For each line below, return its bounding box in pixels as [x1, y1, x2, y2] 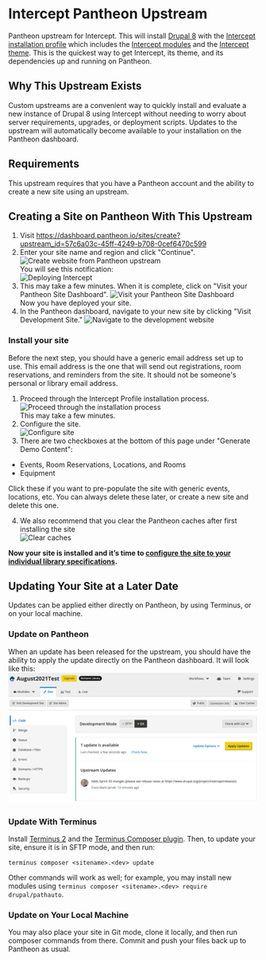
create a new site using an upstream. [8, 187, 129, 196]
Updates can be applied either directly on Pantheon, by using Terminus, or [8, 600, 252, 610]
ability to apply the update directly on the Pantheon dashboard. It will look [8, 655, 249, 665]
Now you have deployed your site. [19, 299, 132, 308]
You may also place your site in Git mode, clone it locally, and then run [8, 927, 238, 937]
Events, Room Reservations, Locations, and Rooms [19, 460, 187, 469]
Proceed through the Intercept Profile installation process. [19, 394, 210, 403]
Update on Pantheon [8, 629, 89, 640]
